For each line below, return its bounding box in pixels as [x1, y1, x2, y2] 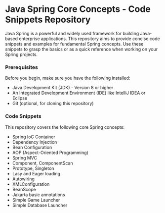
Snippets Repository [5, 14, 91, 25]
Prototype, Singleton [12, 165, 54, 171]
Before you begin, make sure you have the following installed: [5, 75, 130, 81]
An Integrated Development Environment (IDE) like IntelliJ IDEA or [12, 90, 146, 96]
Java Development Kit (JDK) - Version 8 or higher [12, 85, 114, 91]
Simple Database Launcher [12, 202, 68, 208]
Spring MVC [12, 155, 38, 160]
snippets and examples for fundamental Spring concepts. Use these [5, 41, 144, 47]
